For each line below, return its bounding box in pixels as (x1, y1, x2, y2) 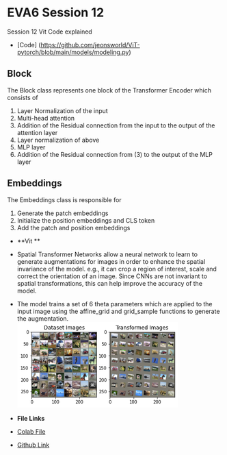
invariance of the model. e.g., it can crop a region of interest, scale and (16, 265, 217, 273)
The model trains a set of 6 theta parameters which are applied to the (16, 299, 213, 308)
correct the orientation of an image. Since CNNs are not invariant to (16, 272, 207, 280)
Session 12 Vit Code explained (7, 27, 92, 36)
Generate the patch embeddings (16, 209, 109, 217)
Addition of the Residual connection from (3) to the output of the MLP (16, 150, 213, 158)
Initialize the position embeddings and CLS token (16, 216, 155, 224)
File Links (16, 414, 45, 422)
